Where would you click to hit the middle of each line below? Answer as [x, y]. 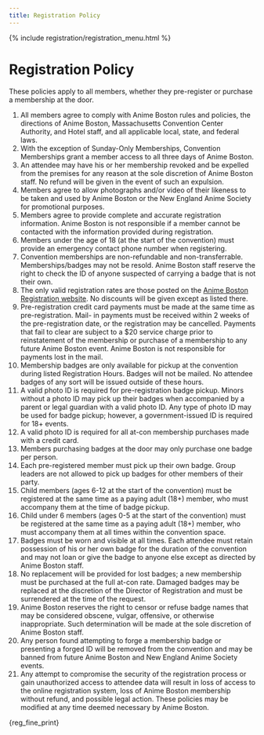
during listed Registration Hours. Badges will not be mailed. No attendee [136, 373]
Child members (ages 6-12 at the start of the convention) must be [126, 490]
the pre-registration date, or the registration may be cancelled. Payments [138, 324]
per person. [39, 457]
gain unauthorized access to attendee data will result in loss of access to [138, 682]
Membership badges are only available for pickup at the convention [129, 365]
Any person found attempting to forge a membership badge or [121, 640]
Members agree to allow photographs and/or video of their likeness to [133, 190]
